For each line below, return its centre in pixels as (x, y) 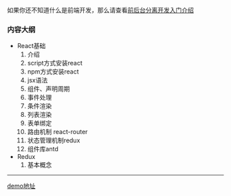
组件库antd (43, 149)
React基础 (31, 46)
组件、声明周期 (48, 89)
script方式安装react (55, 63)
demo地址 (21, 186)
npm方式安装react (53, 72)
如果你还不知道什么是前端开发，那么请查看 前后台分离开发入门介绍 (100, 10)
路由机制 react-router (57, 132)
